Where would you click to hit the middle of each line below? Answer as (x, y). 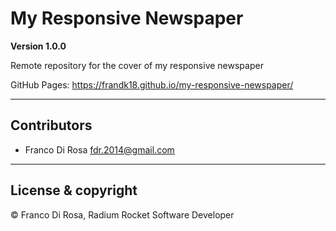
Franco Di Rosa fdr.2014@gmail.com (99, 149)
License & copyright (74, 190)
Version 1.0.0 (38, 46)
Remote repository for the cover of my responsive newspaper (137, 65)
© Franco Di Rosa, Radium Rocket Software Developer (122, 214)
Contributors (51, 125)
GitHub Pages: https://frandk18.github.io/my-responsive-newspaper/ (152, 84)
